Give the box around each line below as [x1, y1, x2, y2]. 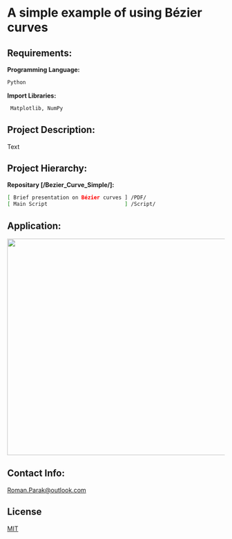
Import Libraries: [7, 91, 57, 100]
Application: [7, 220, 61, 231]
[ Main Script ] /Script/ [7, 201, 156, 208]
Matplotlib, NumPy [10, 105, 64, 112]
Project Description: [7, 124, 95, 136]
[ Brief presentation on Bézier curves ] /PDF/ [7, 194, 147, 202]
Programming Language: [7, 66, 81, 73]
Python [7, 79, 26, 86]
